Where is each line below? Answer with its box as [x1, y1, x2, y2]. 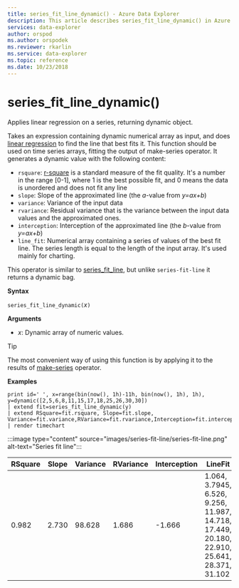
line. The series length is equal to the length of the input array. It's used [17, 244, 227, 252]
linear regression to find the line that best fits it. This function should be [7, 139, 217, 148]
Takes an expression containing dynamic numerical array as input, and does [7, 131, 230, 140]
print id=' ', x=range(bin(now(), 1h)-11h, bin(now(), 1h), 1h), [7, 391, 205, 398]
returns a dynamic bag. [7, 272, 76, 282]
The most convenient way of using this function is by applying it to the [7, 356, 213, 364]
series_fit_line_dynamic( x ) [7, 300, 91, 309]
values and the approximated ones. [17, 213, 121, 222]
